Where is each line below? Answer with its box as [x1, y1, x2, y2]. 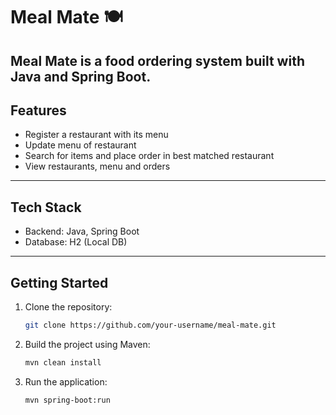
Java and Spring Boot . [10, 68, 152, 85]
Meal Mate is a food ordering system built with [10, 52, 305, 69]
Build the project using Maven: [24, 338, 151, 350]
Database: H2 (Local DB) [24, 236, 128, 248]
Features [10, 102, 67, 119]
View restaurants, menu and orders [24, 160, 171, 173]
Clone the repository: [24, 301, 113, 313]
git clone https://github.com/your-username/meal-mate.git [24, 320, 277, 331]
